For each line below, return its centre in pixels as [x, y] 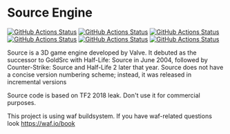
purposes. [22, 102]
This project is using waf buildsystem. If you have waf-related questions [110, 116]
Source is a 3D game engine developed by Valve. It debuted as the [102, 52]
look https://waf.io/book [41, 123]
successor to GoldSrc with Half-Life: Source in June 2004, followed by [108, 59]
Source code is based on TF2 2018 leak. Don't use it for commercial [104, 95]
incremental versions [37, 82]
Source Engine [50, 13]
